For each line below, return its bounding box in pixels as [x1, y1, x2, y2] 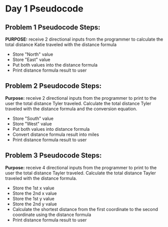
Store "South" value [12, 115, 54, 121]
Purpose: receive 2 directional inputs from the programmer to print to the [5, 95, 157, 101]
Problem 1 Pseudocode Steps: [5, 23, 100, 32]
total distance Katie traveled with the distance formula [5, 42, 117, 48]
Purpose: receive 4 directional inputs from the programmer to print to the [5, 164, 157, 170]
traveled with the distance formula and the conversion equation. [5, 106, 137, 112]
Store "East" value [12, 57, 51, 63]
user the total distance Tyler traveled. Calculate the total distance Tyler [5, 100, 151, 106]
